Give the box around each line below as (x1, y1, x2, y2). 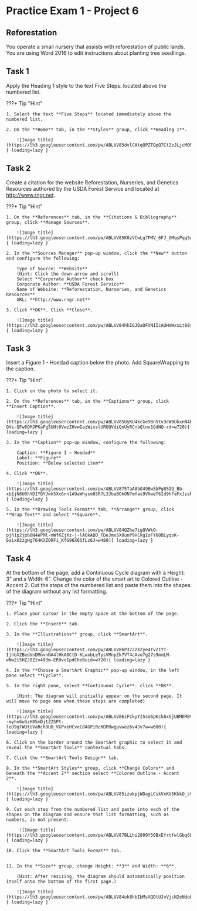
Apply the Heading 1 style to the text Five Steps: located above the (6, 82, 167, 89)
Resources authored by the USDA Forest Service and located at (6, 185, 159, 192)
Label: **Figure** (16, 455, 62, 461)
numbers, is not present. (6, 817, 69, 823)
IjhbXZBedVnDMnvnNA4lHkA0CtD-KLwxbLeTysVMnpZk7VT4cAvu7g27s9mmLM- (6, 652, 172, 658)
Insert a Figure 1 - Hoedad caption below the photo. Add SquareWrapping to (6, 359, 190, 366)
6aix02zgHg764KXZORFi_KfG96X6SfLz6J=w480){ (6, 538, 114, 544)
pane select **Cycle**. (6, 673, 64, 678)
